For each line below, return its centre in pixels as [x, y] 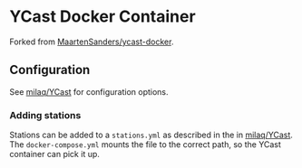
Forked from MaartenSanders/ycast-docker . [92, 42]
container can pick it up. [54, 154]
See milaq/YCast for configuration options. [89, 91]
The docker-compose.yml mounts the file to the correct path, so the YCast [145, 145]
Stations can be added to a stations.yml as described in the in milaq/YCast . [151, 135]
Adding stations [45, 115]
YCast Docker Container [103, 17]
